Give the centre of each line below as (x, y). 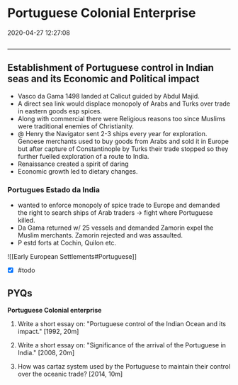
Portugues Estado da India (54, 189)
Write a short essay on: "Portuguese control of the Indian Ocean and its (122, 323)
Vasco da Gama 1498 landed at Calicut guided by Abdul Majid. (108, 96)
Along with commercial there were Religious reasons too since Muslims (121, 118)
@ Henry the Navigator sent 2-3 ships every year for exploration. (112, 133)
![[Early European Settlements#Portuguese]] (72, 257)
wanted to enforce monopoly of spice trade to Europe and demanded (119, 205)
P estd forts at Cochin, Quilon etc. (67, 243)
